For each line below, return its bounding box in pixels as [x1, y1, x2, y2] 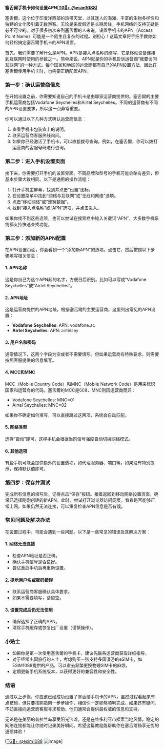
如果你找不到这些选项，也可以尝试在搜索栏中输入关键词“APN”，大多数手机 [5, 215, 155, 221]
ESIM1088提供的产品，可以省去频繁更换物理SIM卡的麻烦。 [12, 662, 130, 668]
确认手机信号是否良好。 [12, 558, 60, 565]
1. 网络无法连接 [5, 541, 35, 547]
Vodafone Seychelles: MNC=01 [12, 397, 75, 403]
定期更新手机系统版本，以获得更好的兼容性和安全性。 [12, 668, 120, 674]
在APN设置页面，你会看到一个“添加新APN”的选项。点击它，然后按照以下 [5, 246, 151, 253]
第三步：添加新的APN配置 [5, 235, 66, 241]
